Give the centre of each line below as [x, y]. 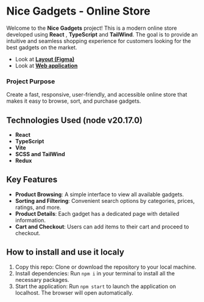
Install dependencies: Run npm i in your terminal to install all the [95, 273]
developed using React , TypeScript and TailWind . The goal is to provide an [102, 34]
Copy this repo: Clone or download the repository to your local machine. [106, 267]
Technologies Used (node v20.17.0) [75, 120]
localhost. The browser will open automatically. [74, 292]
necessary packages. [42, 280]
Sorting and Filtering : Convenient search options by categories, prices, [105, 201]
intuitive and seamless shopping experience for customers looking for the [99, 41]
